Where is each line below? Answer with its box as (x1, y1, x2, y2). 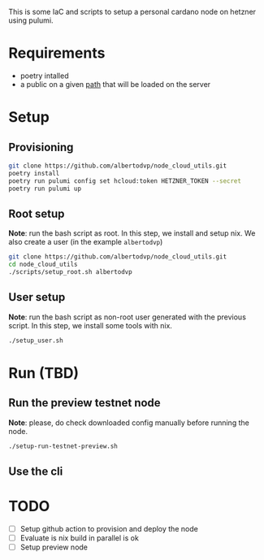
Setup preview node (19, 542, 88, 552)
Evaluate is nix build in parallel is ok (19, 532, 140, 543)
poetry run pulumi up (8, 184, 82, 193)
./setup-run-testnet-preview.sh (8, 442, 118, 450)
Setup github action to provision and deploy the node (19, 523, 199, 533)
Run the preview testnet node (8, 396, 161, 410)
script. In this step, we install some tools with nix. (8, 320, 173, 330)
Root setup (8, 206, 65, 220)
